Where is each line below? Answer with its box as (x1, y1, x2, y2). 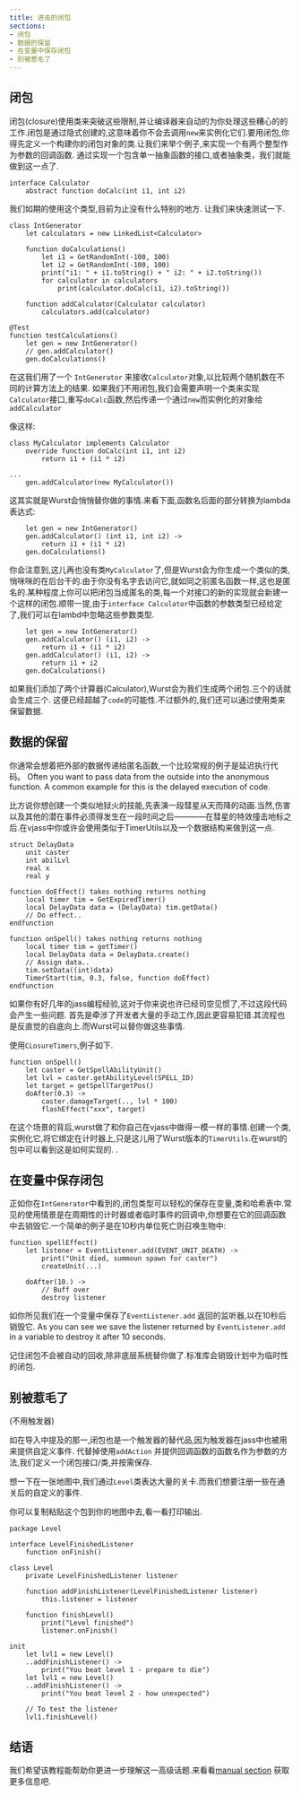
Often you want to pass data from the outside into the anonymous (26, 771, 270, 781)
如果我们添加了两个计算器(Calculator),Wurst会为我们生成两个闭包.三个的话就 (9, 683, 291, 693)
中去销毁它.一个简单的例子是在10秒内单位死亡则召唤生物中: (9, 1221, 227, 1232)
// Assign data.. (25, 957, 90, 967)
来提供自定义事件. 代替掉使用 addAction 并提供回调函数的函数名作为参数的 (9, 1446, 280, 1457)
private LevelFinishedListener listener (25, 1572, 178, 1581)
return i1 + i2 (41, 658, 99, 667)
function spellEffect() (9, 1239, 99, 1248)
